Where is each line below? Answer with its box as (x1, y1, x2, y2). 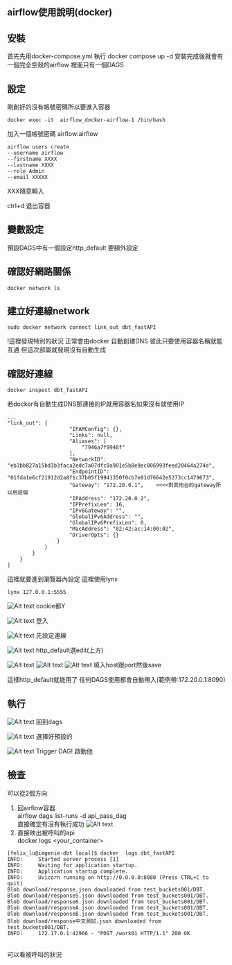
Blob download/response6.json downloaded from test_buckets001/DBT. (7, 898, 209, 905)
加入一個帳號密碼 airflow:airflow (7, 130, 98, 138)
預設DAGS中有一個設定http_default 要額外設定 (7, 244, 139, 252)
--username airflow (7, 150, 64, 157)
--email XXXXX (7, 174, 48, 181)
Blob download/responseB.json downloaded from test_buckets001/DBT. (7, 910, 209, 917)
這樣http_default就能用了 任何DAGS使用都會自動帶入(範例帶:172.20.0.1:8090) (7, 676, 226, 684)
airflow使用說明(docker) (7, 6, 113, 19)
